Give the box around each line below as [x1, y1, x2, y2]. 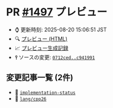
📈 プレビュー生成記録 [14, 44, 69, 51]
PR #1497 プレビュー [6, 5, 108, 19]
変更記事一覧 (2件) [6, 73, 74, 83]
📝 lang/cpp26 [14, 95, 47, 102]
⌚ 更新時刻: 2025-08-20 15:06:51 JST [14, 26, 107, 33]
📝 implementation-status [14, 89, 76, 96]
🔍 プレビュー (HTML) [14, 35, 68, 42]
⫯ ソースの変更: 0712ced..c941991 [14, 54, 95, 61]
